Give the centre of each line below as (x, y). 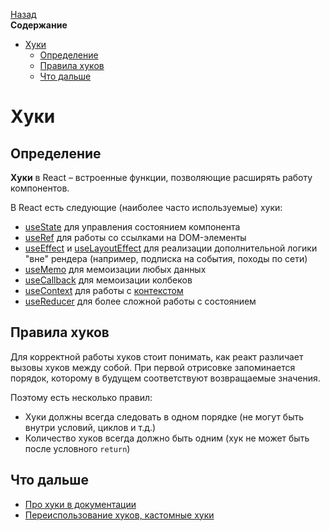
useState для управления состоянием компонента (132, 227)
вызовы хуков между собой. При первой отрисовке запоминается (153, 367)
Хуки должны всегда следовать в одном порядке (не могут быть (164, 416)
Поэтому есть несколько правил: (81, 397)
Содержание (39, 25)
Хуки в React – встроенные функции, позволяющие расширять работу (161, 177)
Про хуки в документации (80, 504)
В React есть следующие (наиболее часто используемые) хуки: (146, 207)
